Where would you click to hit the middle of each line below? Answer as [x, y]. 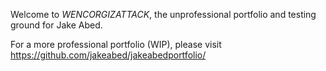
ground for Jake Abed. [56, 25]
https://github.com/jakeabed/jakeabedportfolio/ [108, 55]
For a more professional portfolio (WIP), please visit [116, 44]
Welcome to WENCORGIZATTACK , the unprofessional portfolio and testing [163, 14]
